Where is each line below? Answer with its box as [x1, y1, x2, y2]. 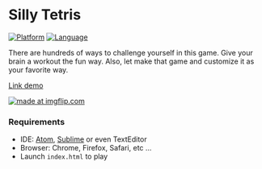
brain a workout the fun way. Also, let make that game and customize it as [8, 56, 255, 66]
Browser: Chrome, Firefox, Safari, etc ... [19, 143, 152, 153]
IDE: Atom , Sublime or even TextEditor [19, 134, 147, 144]
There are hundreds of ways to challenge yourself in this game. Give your [8, 47, 253, 57]
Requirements [8, 116, 65, 127]
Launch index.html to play [19, 151, 108, 162]
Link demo [8, 80, 44, 90]
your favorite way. [8, 64, 69, 74]
